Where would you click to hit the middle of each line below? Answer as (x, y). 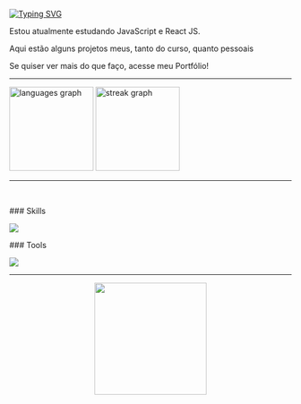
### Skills (28, 211)
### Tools (28, 245)
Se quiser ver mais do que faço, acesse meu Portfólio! (109, 66)
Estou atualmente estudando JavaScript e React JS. (105, 31)
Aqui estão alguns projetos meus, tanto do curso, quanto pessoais (131, 48)
